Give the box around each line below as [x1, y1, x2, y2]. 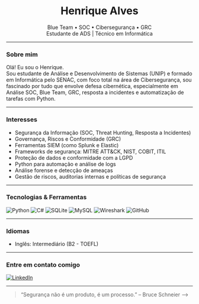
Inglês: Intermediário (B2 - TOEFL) [14, 241, 99, 248]
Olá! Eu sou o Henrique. [6, 64, 64, 71]
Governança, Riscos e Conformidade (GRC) [14, 135, 121, 143]
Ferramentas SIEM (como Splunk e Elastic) [14, 141, 119, 148]
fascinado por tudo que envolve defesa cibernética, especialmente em [6, 83, 179, 90]
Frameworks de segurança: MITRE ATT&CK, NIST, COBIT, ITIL [14, 148, 166, 155]
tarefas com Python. [6, 95, 56, 102]
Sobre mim [6, 50, 38, 59]
